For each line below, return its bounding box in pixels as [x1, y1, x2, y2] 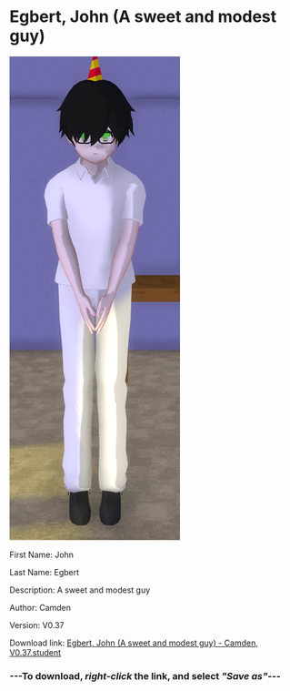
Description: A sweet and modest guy [9, 584, 151, 595]
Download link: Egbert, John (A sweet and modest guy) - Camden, [9, 637, 259, 648]
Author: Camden [9, 602, 71, 613]
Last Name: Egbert [9, 566, 80, 577]
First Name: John [9, 549, 75, 560]
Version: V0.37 [9, 619, 65, 630]
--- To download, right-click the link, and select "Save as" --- [9, 669, 282, 682]
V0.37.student [9, 646, 62, 657]
